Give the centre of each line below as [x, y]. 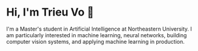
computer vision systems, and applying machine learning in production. [95, 41]
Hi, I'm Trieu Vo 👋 [50, 12]
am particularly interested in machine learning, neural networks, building [97, 35]
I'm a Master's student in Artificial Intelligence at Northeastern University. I [99, 29]
